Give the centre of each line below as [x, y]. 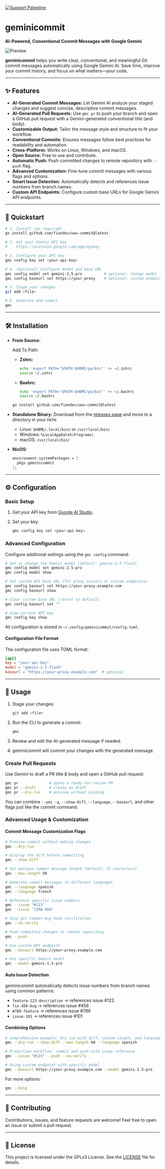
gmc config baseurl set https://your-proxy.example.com [63, 586]
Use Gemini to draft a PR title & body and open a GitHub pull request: [75, 774]
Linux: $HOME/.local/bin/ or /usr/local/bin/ [65, 429]
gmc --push [16, 937]
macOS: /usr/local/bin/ [45, 440]
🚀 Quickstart [25, 217]
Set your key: [26, 522]
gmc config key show [26, 618]
